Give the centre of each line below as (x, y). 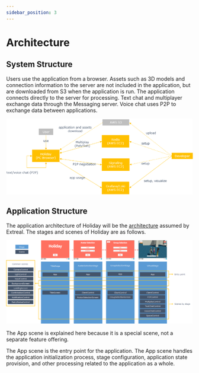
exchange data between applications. (52, 110)
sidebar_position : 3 (32, 12)
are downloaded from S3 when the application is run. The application (90, 91)
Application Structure (47, 211)
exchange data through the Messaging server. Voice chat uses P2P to (91, 104)
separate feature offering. (38, 339)
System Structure (39, 64)
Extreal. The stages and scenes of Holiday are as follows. (76, 232)
